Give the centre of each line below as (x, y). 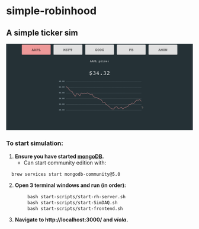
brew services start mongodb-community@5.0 (66, 174)
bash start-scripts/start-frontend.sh (75, 208)
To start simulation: (35, 143)
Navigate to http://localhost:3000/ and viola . (71, 220)
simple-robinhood (51, 11)
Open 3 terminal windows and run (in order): (70, 185)
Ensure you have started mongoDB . (59, 156)
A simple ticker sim (42, 33)
